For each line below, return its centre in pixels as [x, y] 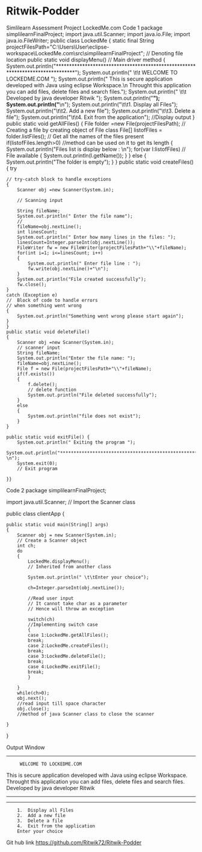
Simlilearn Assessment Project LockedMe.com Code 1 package [84, 28]
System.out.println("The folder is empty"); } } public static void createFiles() [100, 162]
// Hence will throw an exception [71, 608]
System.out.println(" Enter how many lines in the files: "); [96, 237]
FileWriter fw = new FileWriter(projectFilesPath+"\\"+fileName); [102, 248]
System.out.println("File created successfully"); [82, 279]
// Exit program [38, 468]
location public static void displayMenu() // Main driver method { [86, 60]
